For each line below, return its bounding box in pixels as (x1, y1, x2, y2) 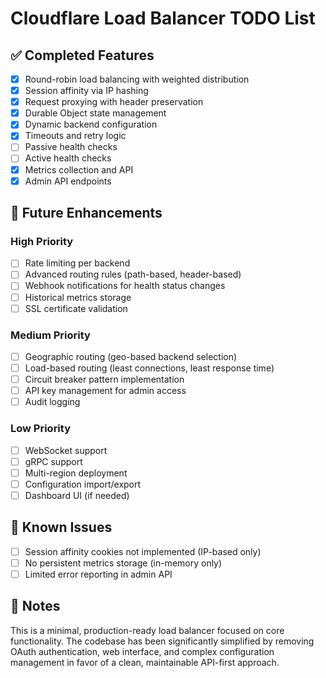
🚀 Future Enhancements (10, 205, 163, 222)
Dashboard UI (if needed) (24, 489, 130, 501)
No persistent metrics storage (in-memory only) (24, 557, 223, 569)
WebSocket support (24, 444, 108, 456)
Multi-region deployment (24, 467, 128, 479)
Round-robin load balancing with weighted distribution (24, 73, 250, 85)
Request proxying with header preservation (24, 96, 204, 108)
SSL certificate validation (24, 302, 128, 314)
